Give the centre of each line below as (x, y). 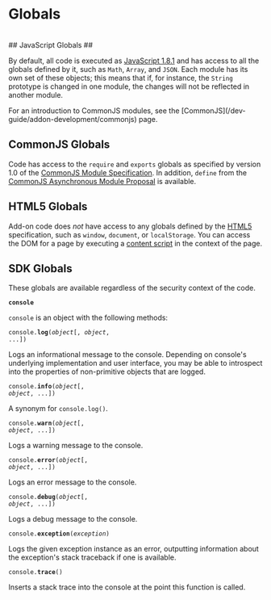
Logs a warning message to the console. (76, 446)
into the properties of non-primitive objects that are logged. (107, 371)
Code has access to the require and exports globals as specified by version (135, 164)
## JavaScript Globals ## (51, 44)
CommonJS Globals (59, 145)
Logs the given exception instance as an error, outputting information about (134, 549)
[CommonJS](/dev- (213, 111)
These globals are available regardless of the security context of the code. (132, 288)
